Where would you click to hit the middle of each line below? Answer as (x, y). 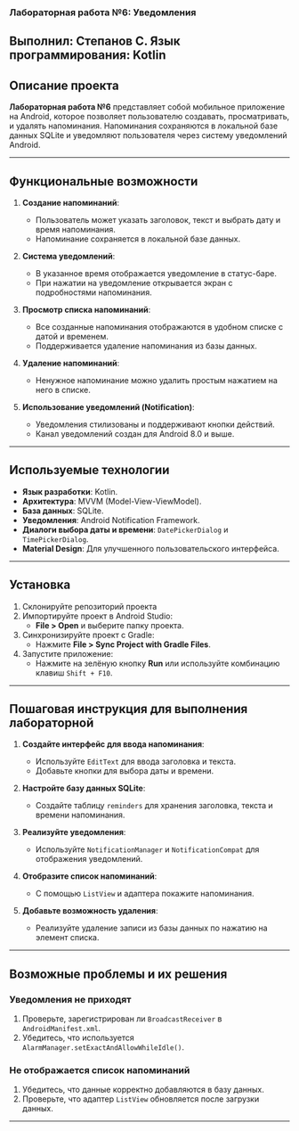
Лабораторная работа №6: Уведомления (103, 12)
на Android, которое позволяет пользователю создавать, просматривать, (149, 117)
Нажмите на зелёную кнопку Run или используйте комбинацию (158, 663)
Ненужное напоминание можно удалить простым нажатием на (157, 380)
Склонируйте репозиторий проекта (89, 606)
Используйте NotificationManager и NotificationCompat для (147, 849)
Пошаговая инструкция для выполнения (129, 709)
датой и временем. (72, 336)
